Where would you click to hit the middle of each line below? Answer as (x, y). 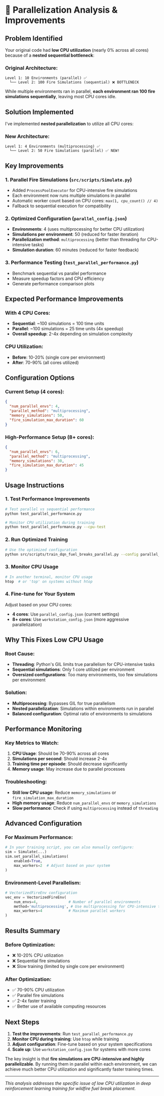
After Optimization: (28, 979)
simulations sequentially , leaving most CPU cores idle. (61, 97)
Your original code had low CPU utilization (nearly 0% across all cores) (77, 50)
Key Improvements (34, 166)
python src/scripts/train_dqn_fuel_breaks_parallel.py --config (72, 554)
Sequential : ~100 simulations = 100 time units (58, 323)
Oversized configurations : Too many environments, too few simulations (85, 675)
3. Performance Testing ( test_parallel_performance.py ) (72, 262)
